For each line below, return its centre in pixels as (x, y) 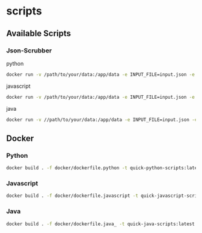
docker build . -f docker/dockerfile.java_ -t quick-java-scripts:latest (101, 224)
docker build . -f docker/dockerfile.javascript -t (72, 196)
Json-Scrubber (29, 51)
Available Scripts (38, 33)
